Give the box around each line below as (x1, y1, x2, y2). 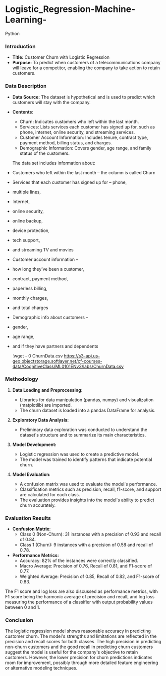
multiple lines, (12, 189, 41, 195)
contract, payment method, (12, 275, 68, 282)
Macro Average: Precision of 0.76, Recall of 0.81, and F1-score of (19, 563, 152, 569)
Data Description (5, 83, 47, 90)
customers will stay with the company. (12, 99, 91, 105)
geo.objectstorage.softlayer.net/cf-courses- (12, 358, 103, 364)
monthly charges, (12, 295, 49, 301)
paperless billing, (12, 285, 48, 291)
